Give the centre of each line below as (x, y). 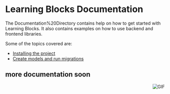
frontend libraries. (24, 34)
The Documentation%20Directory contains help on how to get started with (83, 23)
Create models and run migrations (48, 58)
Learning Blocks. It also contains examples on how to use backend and (79, 28)
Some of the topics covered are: (39, 43)
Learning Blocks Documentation (74, 9)
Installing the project (34, 53)
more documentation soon (48, 75)
